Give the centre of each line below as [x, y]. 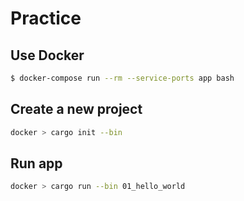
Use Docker [47, 55]
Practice [46, 18]
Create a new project [76, 109]
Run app [36, 163]
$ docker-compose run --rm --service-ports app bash [122, 78]
